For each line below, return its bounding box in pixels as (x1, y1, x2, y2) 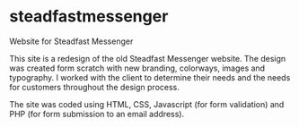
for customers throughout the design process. (9, 81, 180, 92)
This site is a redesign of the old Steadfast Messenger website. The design (9, 53, 286, 63)
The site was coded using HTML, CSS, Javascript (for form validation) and (9, 98, 285, 109)
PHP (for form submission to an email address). (9, 108, 185, 119)
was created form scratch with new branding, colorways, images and (9, 63, 266, 73)
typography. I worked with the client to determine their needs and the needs (9, 72, 291, 82)
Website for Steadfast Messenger (9, 36, 134, 47)
